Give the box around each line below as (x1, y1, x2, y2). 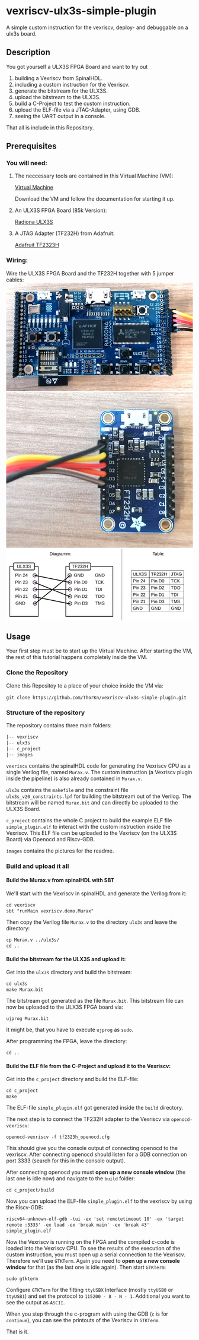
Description (6, 47, 50, 58)
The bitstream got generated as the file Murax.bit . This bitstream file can (6, 997, 184, 1005)
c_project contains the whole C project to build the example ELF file (6, 816, 172, 823)
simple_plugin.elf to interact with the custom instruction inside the (6, 823, 171, 830)
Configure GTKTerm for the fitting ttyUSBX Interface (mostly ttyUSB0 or (6, 1287, 174, 1294)
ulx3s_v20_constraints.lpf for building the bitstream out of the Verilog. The (6, 793, 191, 800)
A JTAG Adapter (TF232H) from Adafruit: (14, 230, 115, 237)
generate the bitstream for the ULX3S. (14, 87, 108, 94)
